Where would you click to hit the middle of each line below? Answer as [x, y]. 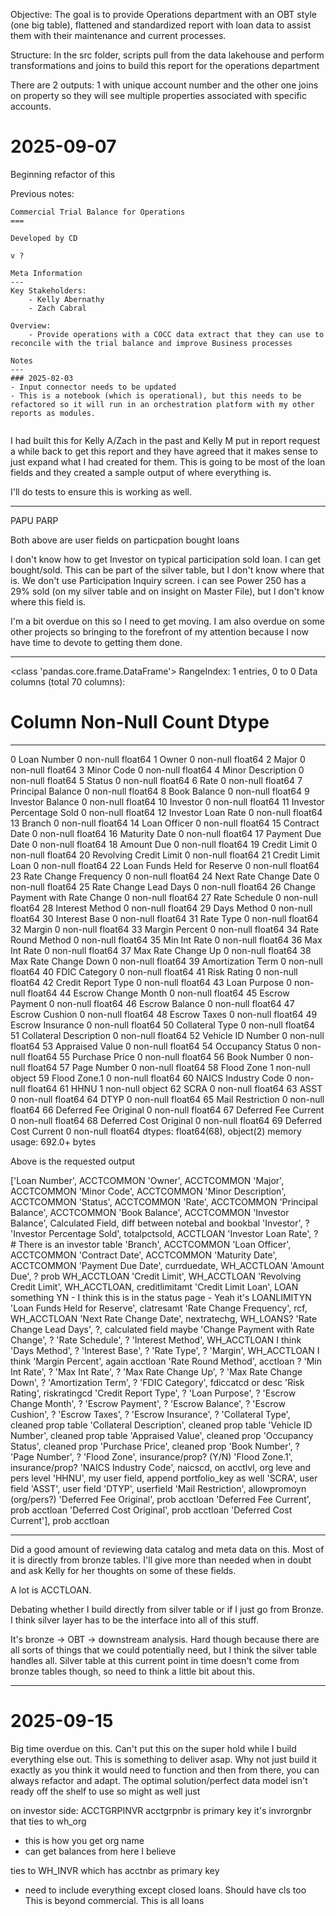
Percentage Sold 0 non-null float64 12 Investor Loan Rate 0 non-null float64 [166, 812]
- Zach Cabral [57, 308]
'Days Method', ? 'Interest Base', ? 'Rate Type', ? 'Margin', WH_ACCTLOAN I [165, 1350]
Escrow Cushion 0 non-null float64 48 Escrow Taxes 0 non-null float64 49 [164, 1014]
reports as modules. [53, 413]
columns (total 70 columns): [68, 681]
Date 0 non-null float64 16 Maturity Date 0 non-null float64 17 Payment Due [166, 833]
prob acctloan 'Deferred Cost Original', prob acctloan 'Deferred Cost [151, 1510]
